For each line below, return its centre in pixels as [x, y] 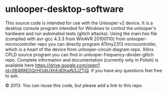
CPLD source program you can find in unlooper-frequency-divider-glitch [80, 54]
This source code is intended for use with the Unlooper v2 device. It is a [79, 23]
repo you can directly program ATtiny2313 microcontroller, [97, 44]
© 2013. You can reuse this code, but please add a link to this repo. [74, 85]
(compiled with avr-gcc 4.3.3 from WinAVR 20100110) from [65, 39]
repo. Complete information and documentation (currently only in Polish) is [82, 60]
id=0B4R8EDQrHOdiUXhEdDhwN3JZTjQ [47, 70]
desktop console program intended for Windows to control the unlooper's [81, 28]
